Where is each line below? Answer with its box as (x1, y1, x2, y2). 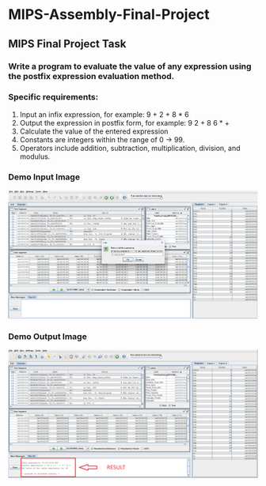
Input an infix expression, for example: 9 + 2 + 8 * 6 (19, 109, 189, 119)
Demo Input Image (8, 171, 81, 183)
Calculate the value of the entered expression (19, 126, 169, 136)
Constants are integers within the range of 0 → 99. (19, 134, 185, 144)
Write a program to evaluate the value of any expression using (8, 61, 252, 72)
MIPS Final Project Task (8, 37, 127, 51)
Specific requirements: (8, 92, 99, 103)
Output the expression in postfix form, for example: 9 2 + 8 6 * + (19, 118, 230, 127)
